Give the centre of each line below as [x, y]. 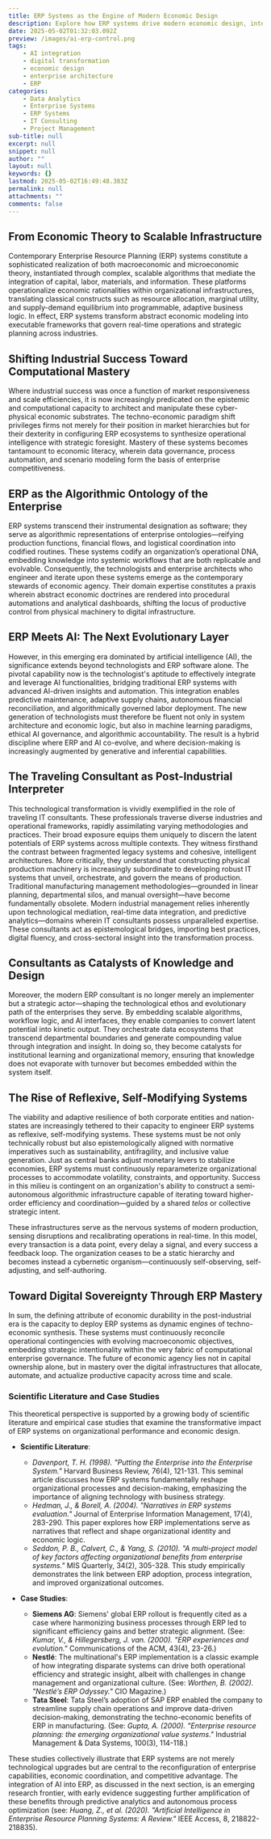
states [19, 1126]
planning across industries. [53, 333]
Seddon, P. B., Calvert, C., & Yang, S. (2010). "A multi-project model [144, 1549]
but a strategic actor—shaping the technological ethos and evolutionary [127, 1004]
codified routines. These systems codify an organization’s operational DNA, [134, 552]
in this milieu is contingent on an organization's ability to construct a [121, 1186]
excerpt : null [32, 144]
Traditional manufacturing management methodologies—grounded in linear [133, 886]
